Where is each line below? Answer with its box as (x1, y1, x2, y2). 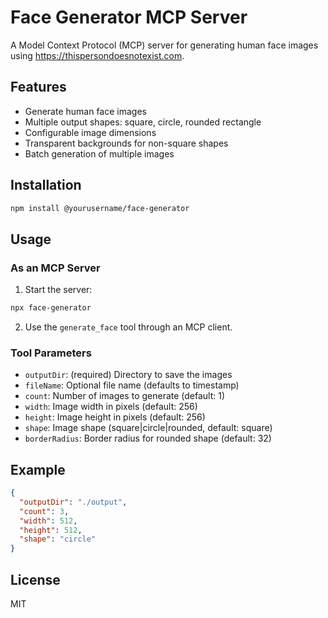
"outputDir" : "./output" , (19, 497, 128, 507)
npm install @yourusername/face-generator (10, 203, 190, 213)
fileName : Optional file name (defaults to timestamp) (24, 379, 240, 391)
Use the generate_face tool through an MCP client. (24, 321, 233, 333)
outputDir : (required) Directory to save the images (24, 369, 233, 381)
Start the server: (24, 284, 93, 296)
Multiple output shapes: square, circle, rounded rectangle (24, 116, 262, 128)
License (10, 571, 61, 588)
